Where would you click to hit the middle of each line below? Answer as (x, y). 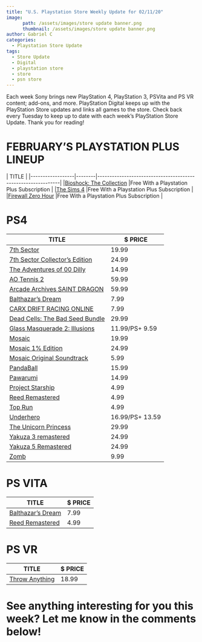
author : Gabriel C (29, 35)
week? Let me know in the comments (101, 619)
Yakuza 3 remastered (40, 437)
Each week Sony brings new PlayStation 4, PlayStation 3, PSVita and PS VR (100, 97)
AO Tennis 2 (27, 279)
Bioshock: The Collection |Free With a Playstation (126, 183)
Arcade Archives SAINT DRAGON (57, 289)
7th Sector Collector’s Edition (51, 260)
